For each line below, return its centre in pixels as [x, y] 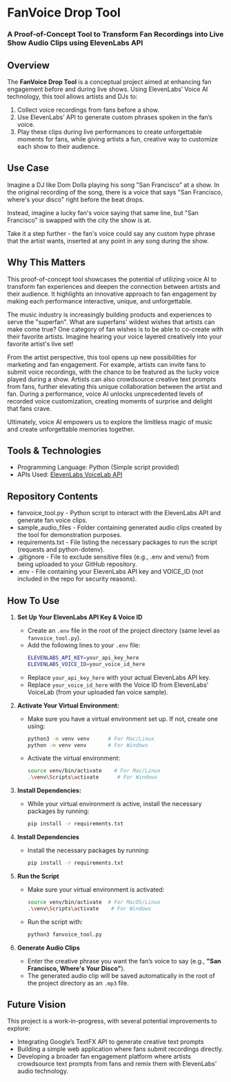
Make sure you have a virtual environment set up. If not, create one [123, 719]
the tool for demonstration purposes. [69, 535]
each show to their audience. [58, 146]
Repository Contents [53, 496]
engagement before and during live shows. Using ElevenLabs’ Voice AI [108, 89]
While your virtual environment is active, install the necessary [114, 804]
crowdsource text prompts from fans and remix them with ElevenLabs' [117, 1064]
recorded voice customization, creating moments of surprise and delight [110, 401]
